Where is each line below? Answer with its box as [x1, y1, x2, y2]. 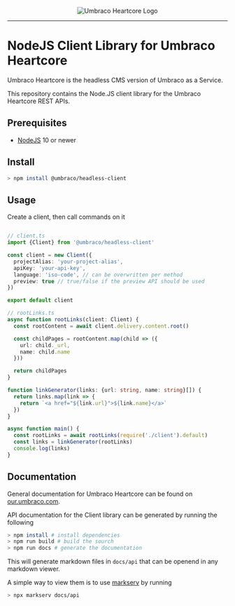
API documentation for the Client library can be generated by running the [7, 511, 218, 519]
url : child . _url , [20, 342, 71, 349]
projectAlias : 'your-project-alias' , [13, 258, 124, 265]
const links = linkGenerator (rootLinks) [13, 438, 133, 445]
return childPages [13, 368, 68, 375]
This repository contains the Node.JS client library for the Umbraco [7, 89, 201, 97]
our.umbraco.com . [7, 497, 61, 505]
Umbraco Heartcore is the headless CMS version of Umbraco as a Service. [7, 76, 224, 84]
